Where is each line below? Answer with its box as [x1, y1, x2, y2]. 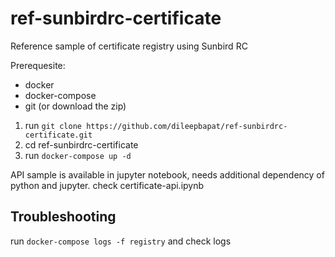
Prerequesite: [10, 59, 66, 71]
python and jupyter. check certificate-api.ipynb [10, 179, 205, 191]
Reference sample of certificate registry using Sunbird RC [10, 40, 248, 52]
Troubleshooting [10, 208, 117, 226]
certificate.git [24, 130, 93, 140]
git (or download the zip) [24, 100, 127, 112]
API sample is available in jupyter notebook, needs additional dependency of [10, 168, 325, 181]
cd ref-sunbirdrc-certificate [24, 138, 139, 151]
